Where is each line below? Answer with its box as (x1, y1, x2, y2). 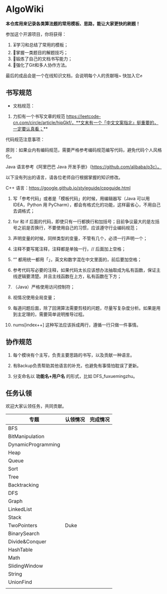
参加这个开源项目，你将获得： (5, 31, 66, 37)
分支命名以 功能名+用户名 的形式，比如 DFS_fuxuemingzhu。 (12, 373, 138, 379)
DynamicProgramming (8, 441, 60, 448)
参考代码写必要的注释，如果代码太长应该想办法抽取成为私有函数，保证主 (12, 267, 161, 273)
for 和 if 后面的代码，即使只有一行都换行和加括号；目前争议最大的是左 (12, 218, 156, 225)
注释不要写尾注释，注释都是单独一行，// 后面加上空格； (12, 245, 126, 252)
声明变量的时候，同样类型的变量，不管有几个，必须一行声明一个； (12, 235, 148, 241)
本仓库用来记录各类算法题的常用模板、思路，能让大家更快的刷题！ (5, 20, 140, 26)
